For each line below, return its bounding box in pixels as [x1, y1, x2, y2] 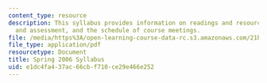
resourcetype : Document [8, 48, 87, 56]
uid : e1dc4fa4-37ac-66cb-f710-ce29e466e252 [8, 63, 155, 71]
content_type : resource [8, 11, 87, 20]
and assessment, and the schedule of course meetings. [15, 26, 201, 34]
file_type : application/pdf [8, 41, 102, 49]
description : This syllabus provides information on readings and [8, 19, 233, 27]
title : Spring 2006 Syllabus [8, 56, 105, 64]
